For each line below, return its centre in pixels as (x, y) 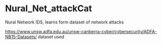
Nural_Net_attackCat (49, 9)
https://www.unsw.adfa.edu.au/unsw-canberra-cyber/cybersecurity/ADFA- (81, 31)
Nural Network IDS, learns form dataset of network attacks (65, 22)
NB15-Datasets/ (21, 37)
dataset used (51, 37)
